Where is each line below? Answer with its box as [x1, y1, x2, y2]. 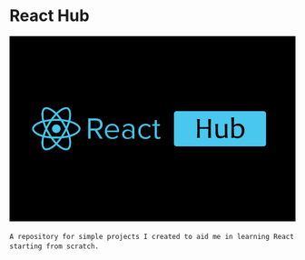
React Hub [9, 5, 90, 26]
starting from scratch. [9, 242, 100, 251]
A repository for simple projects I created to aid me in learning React [9, 233, 295, 242]
